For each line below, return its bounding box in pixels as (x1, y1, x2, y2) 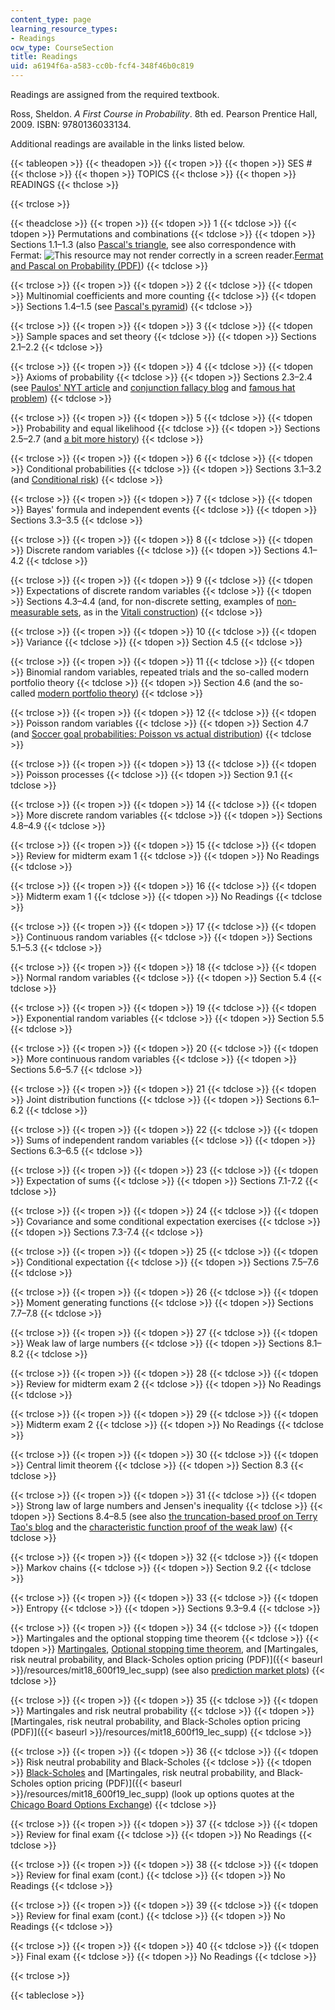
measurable (10, 606, 60, 618)
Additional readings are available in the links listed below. (10, 138, 246, 150)
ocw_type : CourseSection (10, 42, 114, 53)
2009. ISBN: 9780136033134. (10, 119, 132, 130)
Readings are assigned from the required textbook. (10, 89, 220, 100)
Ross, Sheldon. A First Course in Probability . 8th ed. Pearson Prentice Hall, (10, 108, 318, 120)
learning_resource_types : (10, 24, 118, 34)
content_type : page (10, 14, 92, 25)
